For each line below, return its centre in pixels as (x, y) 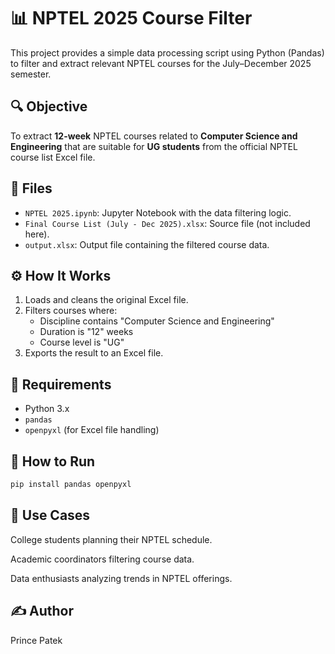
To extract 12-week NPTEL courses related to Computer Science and (154, 136)
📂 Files (31, 188)
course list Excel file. (53, 157)
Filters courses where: (71, 311)
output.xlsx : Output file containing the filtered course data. (147, 244)
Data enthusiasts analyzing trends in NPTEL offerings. (121, 578)
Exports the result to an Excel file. (94, 353)
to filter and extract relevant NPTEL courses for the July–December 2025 (161, 63)
